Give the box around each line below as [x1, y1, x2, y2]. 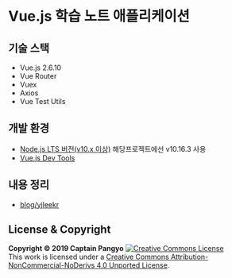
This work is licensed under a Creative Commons [8, 252, 169, 262]
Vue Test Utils [19, 97, 66, 106]
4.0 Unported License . [96, 261, 170, 270]
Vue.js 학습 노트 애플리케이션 [8, 7, 191, 25]
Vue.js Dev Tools [19, 153, 75, 163]
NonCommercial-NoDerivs [8, 261, 95, 270]
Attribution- [170, 252, 209, 262]
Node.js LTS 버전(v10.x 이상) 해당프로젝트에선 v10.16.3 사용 [19, 144, 207, 153]
